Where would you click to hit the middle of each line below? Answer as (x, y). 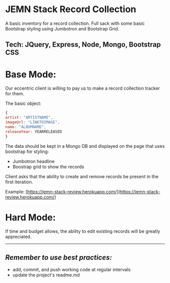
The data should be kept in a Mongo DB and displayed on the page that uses (85, 146)
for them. (15, 94)
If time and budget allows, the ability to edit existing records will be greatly (83, 231)
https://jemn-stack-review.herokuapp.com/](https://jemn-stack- (94, 191)
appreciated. (18, 237)
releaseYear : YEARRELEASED (34, 132)
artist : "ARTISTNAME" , (29, 117)
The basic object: (23, 104)
